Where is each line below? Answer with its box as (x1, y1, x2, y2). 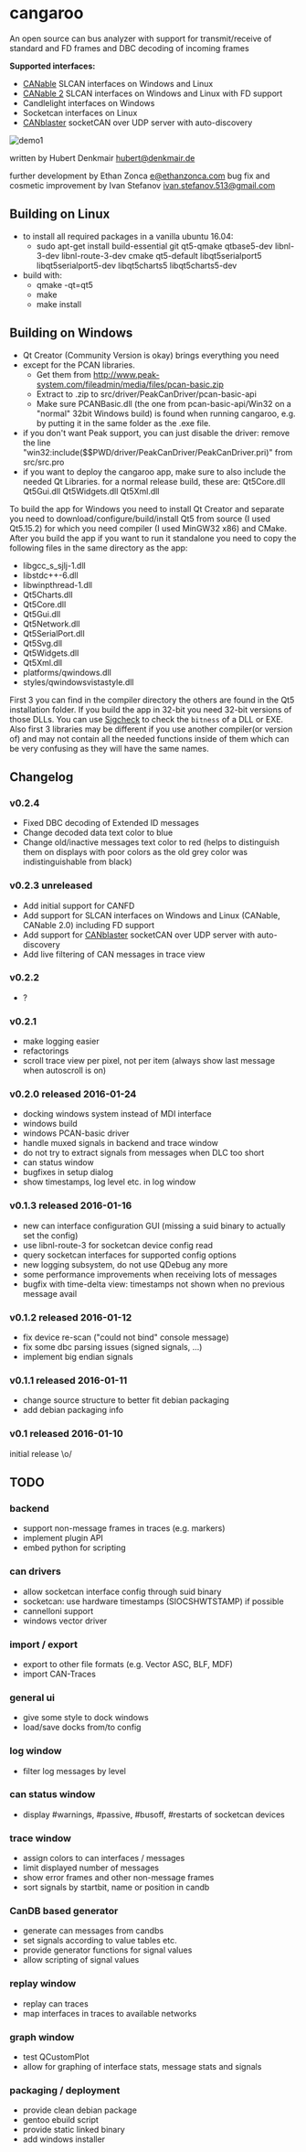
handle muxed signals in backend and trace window (22, 1138, 219, 1149)
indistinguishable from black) (22, 856, 132, 867)
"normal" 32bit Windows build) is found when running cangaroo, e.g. (36, 408, 296, 419)
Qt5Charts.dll (22, 589, 73, 600)
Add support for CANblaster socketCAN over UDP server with (22, 929, 256, 940)
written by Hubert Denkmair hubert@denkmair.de (9, 152, 195, 163)
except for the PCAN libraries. (22, 359, 135, 370)
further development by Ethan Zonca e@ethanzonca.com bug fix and (9, 170, 270, 181)
